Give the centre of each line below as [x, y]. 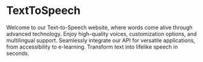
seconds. [18, 53]
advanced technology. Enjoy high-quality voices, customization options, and [101, 33]
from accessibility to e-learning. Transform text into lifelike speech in [92, 47]
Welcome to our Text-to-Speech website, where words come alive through [99, 27]
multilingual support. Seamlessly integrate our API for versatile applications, [101, 40]
